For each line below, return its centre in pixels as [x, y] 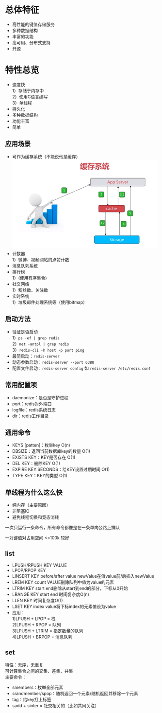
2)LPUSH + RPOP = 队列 [36, 625]
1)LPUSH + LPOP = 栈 [34, 619]
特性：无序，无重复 [24, 665]
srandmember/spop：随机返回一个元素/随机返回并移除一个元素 [75, 693]
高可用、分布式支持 [31, 42]
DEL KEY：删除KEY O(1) [36, 463]
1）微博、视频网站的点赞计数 [40, 259]
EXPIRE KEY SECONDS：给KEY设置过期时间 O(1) [61, 469]
